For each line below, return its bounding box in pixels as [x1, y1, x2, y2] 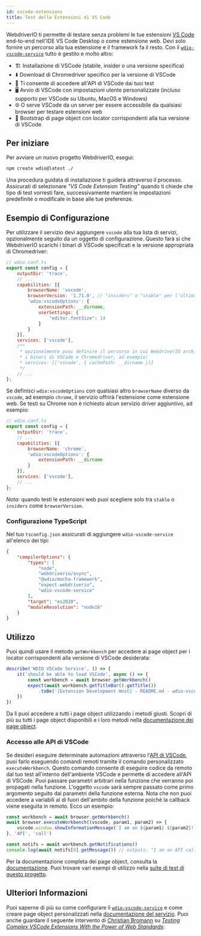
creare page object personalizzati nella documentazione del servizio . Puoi [6, 910, 188, 917]
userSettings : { [38, 309, 79, 315]
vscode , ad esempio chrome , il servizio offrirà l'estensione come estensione [6, 394, 190, 401]
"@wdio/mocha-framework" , [38, 576, 103, 582]
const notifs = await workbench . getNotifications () [6, 841, 138, 848]
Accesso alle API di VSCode [6, 738, 89, 746]
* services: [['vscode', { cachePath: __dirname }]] [19, 360, 154, 366]
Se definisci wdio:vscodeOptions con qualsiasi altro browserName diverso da [6, 387, 190, 394]
